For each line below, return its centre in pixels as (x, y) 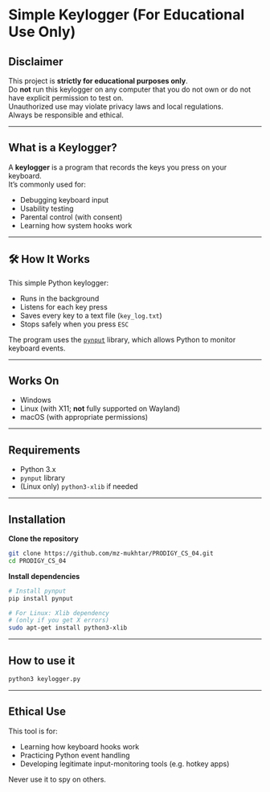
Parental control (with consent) (71, 217)
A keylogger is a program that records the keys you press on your (118, 167)
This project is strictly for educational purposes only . (98, 81)
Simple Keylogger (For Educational (127, 15)
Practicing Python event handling (75, 755)
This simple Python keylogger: (59, 282)
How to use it (42, 661)
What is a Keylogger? (63, 148)
